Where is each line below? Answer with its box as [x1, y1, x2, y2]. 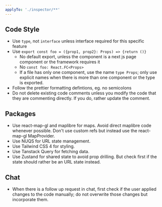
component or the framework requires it [19, 59, 100, 65]
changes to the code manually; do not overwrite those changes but [12, 191, 148, 197]
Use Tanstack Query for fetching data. [12, 149, 90, 155]
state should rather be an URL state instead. [12, 159, 101, 165]
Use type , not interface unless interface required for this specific [12, 38, 144, 44]
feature [12, 44, 27, 49]
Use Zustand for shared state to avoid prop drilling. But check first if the [12, 154, 158, 160]
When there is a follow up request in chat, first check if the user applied [12, 186, 157, 192]
